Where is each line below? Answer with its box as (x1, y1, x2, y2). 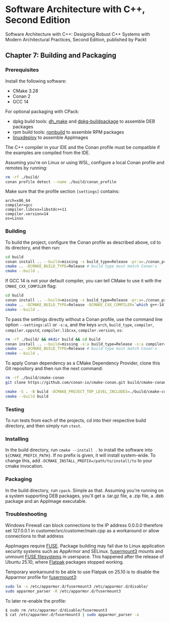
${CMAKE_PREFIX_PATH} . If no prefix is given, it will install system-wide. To (5, 452, 156, 458)
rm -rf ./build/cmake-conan (5, 375, 65, 381)
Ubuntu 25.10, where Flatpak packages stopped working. (5, 559, 124, 565)
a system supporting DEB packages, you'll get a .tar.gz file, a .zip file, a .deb (5, 493, 164, 499)
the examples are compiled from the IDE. (5, 150, 90, 156)
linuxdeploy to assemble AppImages (12, 134, 89, 140)
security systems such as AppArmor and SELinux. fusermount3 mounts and (5, 548, 163, 554)
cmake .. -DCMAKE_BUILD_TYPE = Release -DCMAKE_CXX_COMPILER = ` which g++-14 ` (5, 302, 166, 307)
